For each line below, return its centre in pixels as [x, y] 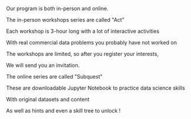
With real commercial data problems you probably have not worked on [92, 42]
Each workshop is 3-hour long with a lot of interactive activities [83, 31]
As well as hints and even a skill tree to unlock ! [63, 110]
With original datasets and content [48, 99]
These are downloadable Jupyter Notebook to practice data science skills [96, 88]
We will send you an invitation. [43, 65]
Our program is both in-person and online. [57, 8]
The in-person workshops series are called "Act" [65, 20]
